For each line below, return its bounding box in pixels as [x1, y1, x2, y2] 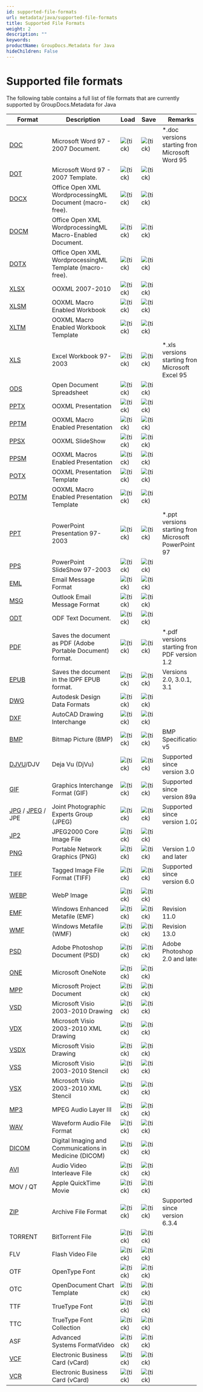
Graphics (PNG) [51, 852, 97, 861]
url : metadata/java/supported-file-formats [6, 15, 118, 21]
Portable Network [51, 844, 102, 853]
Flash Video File [51, 1250, 97, 1258]
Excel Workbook [51, 352, 98, 360]
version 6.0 [162, 877, 195, 886]
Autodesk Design [51, 692, 101, 701]
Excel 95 [162, 371, 187, 379]
